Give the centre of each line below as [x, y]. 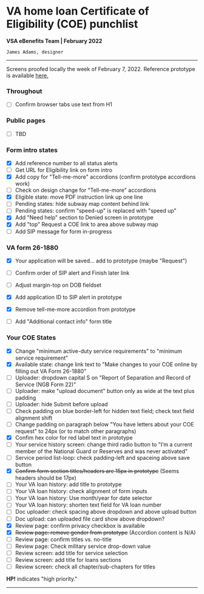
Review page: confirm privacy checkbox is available [80, 525]
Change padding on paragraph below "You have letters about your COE [104, 424]
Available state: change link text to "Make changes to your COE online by [106, 364]
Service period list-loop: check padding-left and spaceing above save [102, 458]
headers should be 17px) [46, 478]
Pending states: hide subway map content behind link [82, 204]
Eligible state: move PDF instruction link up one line [79, 197]
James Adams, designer [35, 52]
